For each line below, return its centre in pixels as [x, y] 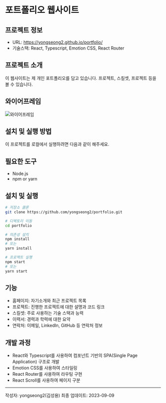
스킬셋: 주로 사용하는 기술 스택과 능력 [48, 313]
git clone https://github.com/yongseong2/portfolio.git [64, 212]
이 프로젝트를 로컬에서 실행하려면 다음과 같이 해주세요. [57, 144]
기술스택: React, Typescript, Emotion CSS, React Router [68, 48]
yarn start [16, 271]
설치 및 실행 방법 [28, 132]
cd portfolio [19, 226]
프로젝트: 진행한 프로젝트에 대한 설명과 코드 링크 [58, 307]
